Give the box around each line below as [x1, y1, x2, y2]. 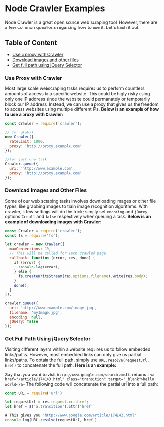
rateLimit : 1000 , [9, 139, 45, 144]
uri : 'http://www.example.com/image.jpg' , [9, 305, 97, 311]
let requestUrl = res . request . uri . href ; [5, 400, 89, 404]
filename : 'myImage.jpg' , [9, 310, 63, 315]
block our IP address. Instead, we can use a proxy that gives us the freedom [5, 101, 159, 107]
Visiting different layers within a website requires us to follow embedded [5, 347, 151, 352]
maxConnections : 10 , [9, 246, 51, 251]
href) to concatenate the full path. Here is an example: [5, 362, 117, 368]
